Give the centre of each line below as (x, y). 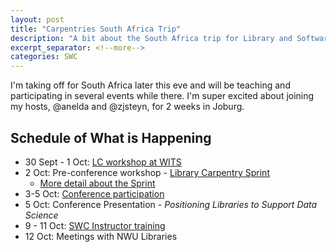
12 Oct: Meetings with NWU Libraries (101, 236)
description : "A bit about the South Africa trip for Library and (151, 38)
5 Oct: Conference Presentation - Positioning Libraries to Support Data (171, 204)
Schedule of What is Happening (111, 137)
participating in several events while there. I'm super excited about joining (162, 96)
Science (41, 215)
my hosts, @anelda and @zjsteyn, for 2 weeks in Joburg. (127, 107)
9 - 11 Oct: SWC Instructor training (95, 225)
